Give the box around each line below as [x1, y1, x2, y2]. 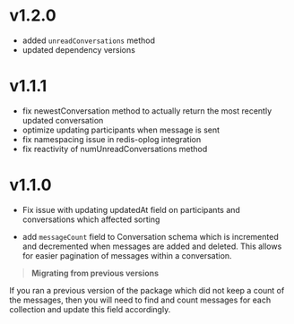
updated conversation [22, 115, 104, 125]
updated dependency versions [22, 44, 136, 55]
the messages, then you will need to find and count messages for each [9, 294, 272, 305]
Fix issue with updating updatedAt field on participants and [22, 204, 240, 215]
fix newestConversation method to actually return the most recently [22, 105, 272, 116]
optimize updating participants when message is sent [22, 124, 220, 135]
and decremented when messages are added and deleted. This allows [22, 241, 282, 252]
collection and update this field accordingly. [9, 303, 171, 314]
